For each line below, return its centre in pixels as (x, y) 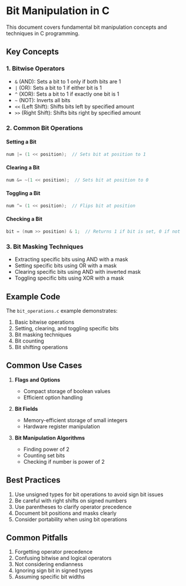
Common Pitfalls (37, 538)
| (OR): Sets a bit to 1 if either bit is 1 (58, 88)
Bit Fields (26, 408)
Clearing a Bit (23, 168)
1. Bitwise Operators (35, 69)
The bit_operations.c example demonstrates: (62, 310)
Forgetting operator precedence (54, 552)
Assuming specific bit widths (50, 577)
